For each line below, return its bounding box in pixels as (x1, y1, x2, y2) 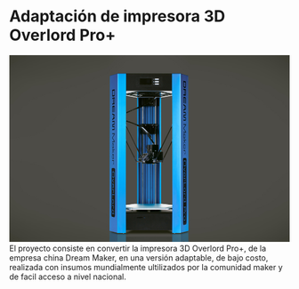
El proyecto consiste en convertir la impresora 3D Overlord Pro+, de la (9, 243, 267, 253)
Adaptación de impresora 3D (9, 6, 225, 27)
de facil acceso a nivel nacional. (9, 271, 126, 282)
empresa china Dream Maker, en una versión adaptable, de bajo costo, (9, 252, 269, 263)
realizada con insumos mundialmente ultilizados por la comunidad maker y (9, 261, 283, 272)
